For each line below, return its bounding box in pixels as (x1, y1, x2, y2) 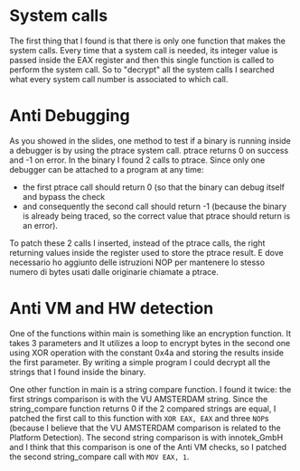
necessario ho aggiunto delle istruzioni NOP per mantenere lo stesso (9, 257, 265, 268)
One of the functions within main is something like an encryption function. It (9, 327, 292, 339)
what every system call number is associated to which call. (9, 73, 229, 84)
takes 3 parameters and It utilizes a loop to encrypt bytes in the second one (9, 337, 291, 348)
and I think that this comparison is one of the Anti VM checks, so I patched (9, 441, 287, 452)
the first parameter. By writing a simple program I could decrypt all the (9, 356, 271, 367)
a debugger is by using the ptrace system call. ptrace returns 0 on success (9, 145, 289, 155)
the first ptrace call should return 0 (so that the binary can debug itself (22, 182, 286, 193)
